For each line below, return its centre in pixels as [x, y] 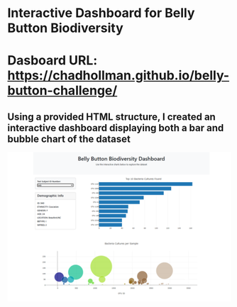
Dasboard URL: [53, 61]
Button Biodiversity [66, 28]
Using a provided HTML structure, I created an [112, 117]
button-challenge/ [62, 91]
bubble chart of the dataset [69, 139]
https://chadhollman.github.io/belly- [118, 76]
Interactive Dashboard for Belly [101, 13]
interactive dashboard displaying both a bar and [116, 128]
